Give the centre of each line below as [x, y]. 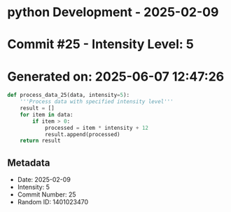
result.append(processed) [82, 134]
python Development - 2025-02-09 [113, 12]
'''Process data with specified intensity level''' [97, 102]
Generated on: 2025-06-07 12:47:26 [116, 76]
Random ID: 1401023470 [53, 202]
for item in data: [47, 114]
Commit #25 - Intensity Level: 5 [101, 45]
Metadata [29, 163]
